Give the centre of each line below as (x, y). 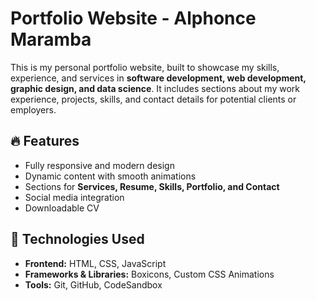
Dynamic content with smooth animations (110, 176)
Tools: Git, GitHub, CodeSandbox (93, 284)
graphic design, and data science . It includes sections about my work (155, 88)
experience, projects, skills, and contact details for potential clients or (153, 99)
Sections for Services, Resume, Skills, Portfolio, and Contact (152, 186)
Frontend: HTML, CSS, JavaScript (95, 263)
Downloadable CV (62, 208)
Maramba (51, 39)
